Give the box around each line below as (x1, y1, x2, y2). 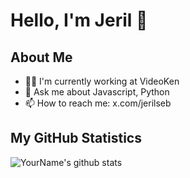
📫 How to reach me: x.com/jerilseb (24, 97, 172, 109)
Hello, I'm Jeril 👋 (10, 9, 148, 32)
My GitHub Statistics (10, 130, 142, 147)
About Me (10, 49, 73, 66)
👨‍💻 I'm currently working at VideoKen (24, 75, 180, 87)
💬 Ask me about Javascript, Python (24, 86, 170, 98)
